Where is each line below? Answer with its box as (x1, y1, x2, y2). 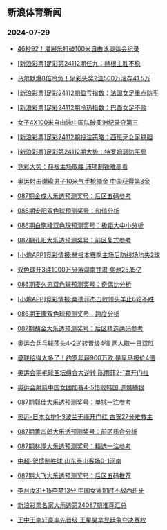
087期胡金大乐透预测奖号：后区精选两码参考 (17, 324, 144, 333)
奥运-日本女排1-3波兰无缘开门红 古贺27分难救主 (17, 412, 153, 421)
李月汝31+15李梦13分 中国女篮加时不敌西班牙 (17, 486, 145, 494)
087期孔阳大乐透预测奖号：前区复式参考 (17, 236, 132, 244)
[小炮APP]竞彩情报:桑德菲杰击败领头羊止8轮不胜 (17, 294, 155, 303)
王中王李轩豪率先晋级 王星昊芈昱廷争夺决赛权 (17, 515, 146, 524)
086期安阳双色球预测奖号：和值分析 (17, 206, 119, 215)
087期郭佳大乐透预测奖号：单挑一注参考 (17, 398, 132, 406)
